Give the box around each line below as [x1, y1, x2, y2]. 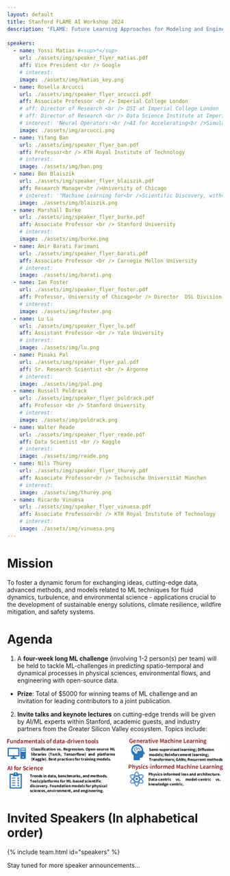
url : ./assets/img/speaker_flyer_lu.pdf [19, 323, 136, 330]
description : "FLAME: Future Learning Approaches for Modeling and [7, 25, 204, 32]
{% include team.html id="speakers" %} [7, 848, 120, 856]
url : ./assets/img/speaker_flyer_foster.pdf [19, 286, 149, 293]
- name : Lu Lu [13, 315, 53, 322]
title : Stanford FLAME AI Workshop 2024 [7, 18, 125, 25]
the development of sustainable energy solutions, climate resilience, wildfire [7, 600, 222, 608]
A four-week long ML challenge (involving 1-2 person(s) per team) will [16, 654, 217, 662]
